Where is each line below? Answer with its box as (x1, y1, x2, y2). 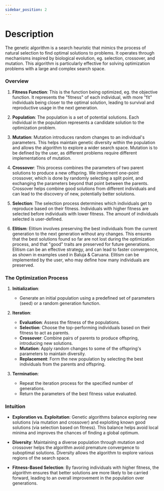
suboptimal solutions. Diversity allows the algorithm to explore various (12, 450, 154, 456)
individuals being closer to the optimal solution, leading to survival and (12, 99, 154, 105)
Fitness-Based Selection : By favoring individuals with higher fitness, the (12, 464, 159, 470)
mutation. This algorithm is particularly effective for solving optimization (5, 60, 150, 66)
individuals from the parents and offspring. (19, 361, 106, 367)
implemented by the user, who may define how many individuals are (12, 257, 150, 263)
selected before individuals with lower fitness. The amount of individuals (12, 211, 159, 216)
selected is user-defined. (12, 216, 63, 222)
